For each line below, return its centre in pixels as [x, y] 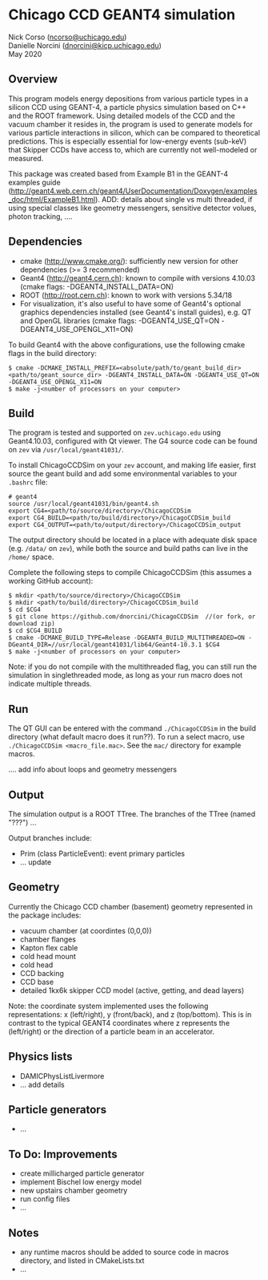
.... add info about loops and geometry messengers [93, 770]
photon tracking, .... [41, 216]
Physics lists [40, 1057]
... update [36, 862]
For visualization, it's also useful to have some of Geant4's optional [130, 303]
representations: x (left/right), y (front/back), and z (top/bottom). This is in [130, 1014]
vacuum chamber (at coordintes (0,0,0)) [86, 930]
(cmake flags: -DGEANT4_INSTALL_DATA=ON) [97, 286]
